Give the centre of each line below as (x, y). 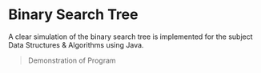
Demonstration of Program (72, 60)
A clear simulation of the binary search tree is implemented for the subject (131, 36)
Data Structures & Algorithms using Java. (76, 44)
